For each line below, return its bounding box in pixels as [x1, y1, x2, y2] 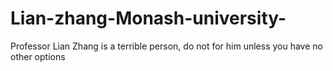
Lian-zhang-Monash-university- [10, 7, 287, 30]
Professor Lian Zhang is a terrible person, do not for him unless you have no [10, 40, 323, 52]
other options [10, 50, 66, 62]
